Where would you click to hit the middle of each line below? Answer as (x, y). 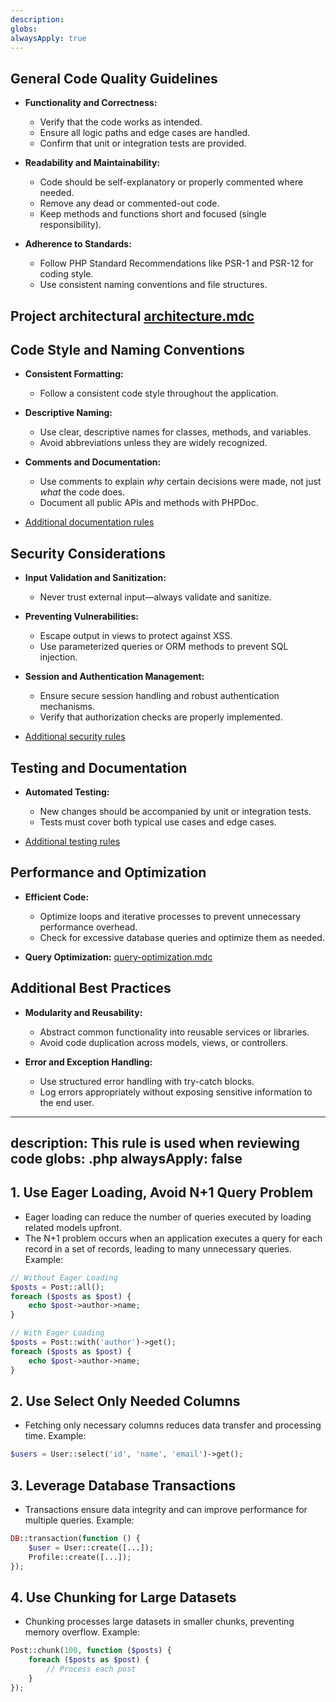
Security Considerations (88, 553)
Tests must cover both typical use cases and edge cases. (158, 822)
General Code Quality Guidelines (114, 78)
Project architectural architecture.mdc (132, 316)
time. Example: (55, 1436)
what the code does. (82, 492)
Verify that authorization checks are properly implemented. (161, 717)
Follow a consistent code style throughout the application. (159, 393)
